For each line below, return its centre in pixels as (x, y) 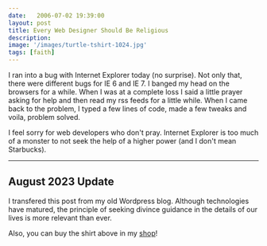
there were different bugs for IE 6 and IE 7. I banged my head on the (119, 83)
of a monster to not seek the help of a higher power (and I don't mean (122, 141)
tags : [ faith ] (32, 52)
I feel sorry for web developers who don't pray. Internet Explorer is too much (133, 133)
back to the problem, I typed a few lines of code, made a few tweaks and (128, 109)
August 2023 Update (61, 182)
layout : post (30, 23)
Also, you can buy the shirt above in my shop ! (83, 233)
